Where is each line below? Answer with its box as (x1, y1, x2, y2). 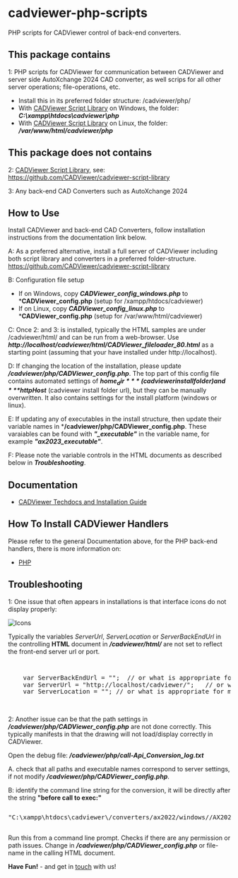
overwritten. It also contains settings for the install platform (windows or (8, 393, 218, 402)
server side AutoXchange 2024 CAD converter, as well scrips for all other (8, 75, 222, 83)
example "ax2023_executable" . (8, 437, 103, 446)
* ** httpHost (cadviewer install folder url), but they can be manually (8, 386, 207, 395)
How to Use (8, 207, 60, 219)
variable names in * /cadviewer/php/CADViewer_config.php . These (8, 422, 207, 431)
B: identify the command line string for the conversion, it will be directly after (8, 785, 231, 794)
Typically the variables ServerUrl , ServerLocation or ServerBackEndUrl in (8, 632, 222, 641)
